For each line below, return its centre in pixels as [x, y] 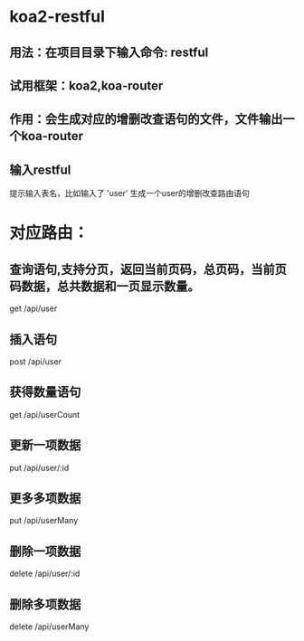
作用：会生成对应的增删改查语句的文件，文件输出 [146, 119]
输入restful [40, 170]
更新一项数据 [45, 445]
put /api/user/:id [39, 467]
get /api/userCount [45, 414]
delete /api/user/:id [45, 574]
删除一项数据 [45, 551]
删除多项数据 [45, 604]
